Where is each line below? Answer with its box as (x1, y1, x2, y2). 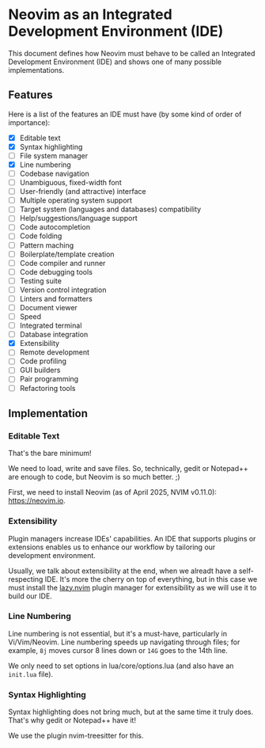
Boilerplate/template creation (19, 249, 115, 259)
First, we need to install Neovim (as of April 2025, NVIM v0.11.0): (8, 488, 218, 497)
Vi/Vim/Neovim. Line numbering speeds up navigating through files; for (8, 637, 240, 647)
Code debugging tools (19, 267, 93, 276)
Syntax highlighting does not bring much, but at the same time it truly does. (8, 707, 254, 717)
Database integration (19, 330, 89, 340)
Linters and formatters (19, 294, 93, 303)
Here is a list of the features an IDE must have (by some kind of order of (8, 109, 242, 119)
